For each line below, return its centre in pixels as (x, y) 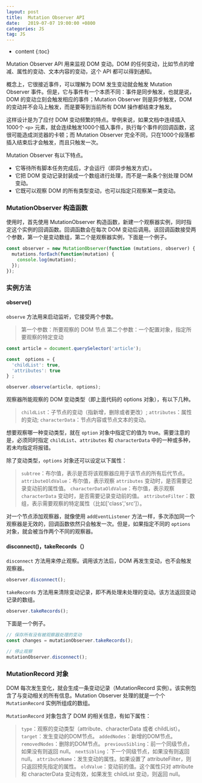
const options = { (31, 359)
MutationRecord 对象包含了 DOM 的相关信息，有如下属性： (79, 715)
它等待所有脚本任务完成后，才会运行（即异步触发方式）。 (85, 168)
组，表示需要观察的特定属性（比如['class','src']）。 (83, 503)
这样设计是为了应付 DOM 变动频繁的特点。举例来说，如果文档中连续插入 (96, 120)
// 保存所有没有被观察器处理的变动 (44, 635)
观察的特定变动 (45, 337)
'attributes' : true (36, 371)
